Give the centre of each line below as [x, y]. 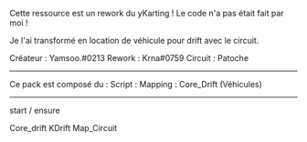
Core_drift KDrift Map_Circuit [64, 128]
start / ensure [35, 110]
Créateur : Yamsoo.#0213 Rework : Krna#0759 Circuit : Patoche [129, 58]
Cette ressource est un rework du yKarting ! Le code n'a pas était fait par [147, 13]
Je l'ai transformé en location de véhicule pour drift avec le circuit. [134, 41]
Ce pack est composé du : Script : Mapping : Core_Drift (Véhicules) [136, 84]
